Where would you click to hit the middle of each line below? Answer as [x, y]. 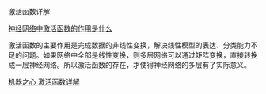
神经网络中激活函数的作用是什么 [60, 28]
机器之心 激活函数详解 [44, 82]
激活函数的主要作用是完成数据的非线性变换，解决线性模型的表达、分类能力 [129, 45]
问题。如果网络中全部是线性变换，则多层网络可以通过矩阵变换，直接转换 [140, 55]
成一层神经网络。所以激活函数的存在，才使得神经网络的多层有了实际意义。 [129, 65]
